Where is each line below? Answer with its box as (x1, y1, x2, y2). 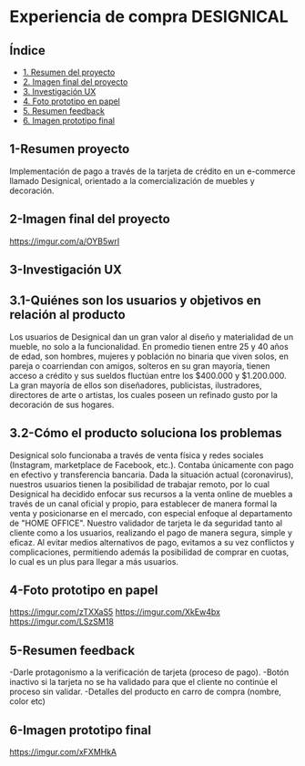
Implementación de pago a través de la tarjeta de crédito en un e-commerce (9, 166, 296, 177)
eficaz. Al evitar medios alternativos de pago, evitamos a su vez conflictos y (9, 536, 295, 547)
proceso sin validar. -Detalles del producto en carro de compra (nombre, (9, 686, 282, 698)
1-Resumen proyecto (9, 141, 130, 157)
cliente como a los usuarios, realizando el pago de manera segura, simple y (9, 526, 293, 538)
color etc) (9, 696, 46, 707)
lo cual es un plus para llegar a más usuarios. (9, 556, 179, 567)
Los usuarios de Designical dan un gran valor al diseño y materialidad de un (9, 331, 294, 342)
